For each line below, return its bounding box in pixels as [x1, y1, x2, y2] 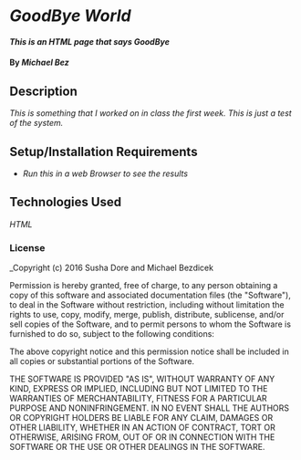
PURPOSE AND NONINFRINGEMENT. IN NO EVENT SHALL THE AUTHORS [9, 402, 290, 413]
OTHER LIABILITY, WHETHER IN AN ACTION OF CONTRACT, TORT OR [9, 422, 275, 434]
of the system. [9, 118, 64, 129]
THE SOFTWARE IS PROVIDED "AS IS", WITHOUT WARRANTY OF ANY [9, 373, 275, 384]
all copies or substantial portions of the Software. [9, 356, 194, 367]
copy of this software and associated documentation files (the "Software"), [9, 289, 292, 301]
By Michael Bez [9, 57, 70, 68]
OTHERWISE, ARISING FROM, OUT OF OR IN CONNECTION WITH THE [9, 432, 275, 443]
